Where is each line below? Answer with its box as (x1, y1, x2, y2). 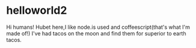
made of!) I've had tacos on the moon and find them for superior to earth (6, 29, 186, 37)
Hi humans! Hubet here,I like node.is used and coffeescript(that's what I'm (6, 23, 191, 31)
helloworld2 (6, 4, 67, 17)
